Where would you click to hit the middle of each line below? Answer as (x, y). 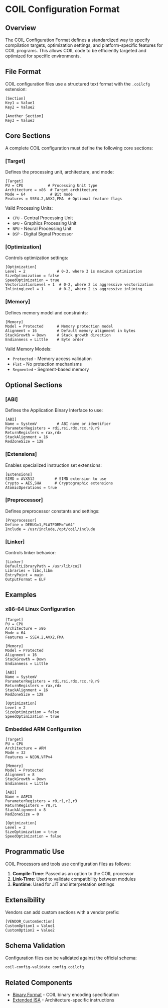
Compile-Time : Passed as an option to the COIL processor (73, 873)
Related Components (39, 983)
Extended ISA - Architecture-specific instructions (63, 1000)
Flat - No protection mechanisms (47, 364)
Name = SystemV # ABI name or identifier (58, 424)
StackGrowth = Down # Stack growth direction (58, 335)
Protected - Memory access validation (52, 359)
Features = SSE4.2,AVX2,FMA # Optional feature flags (64, 199)
